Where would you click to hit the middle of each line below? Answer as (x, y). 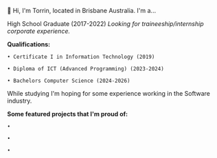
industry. (20, 101)
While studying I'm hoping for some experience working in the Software (109, 93)
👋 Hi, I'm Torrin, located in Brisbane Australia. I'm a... (82, 11)
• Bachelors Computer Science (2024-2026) (69, 81)
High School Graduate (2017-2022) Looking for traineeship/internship (105, 24)
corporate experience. (39, 31)
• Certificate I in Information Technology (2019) (81, 57)
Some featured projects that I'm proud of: (68, 114)
